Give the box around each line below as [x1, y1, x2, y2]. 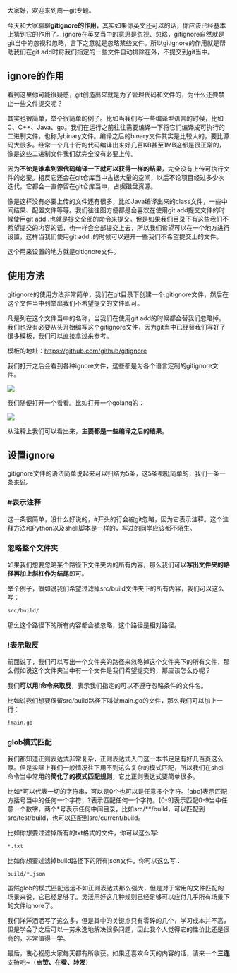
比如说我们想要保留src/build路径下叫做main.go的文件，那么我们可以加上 [7, 696, 217, 705]
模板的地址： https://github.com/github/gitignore [7, 346, 147, 355]
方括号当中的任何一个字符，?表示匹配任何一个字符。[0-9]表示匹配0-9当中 [7, 796, 222, 804]
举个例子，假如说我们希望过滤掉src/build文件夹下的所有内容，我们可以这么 [7, 584, 224, 593]
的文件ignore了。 [7, 902, 57, 910]
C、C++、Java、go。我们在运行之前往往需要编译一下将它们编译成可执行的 [7, 123, 226, 131]
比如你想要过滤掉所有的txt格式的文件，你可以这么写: [7, 828, 159, 838]
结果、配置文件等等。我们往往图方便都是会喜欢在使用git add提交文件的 [13, 205, 219, 214]
